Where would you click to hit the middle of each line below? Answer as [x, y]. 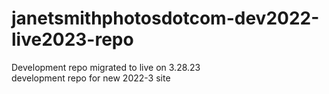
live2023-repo [72, 39]
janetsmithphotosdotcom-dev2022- [165, 18]
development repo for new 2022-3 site [91, 78]
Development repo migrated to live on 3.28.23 [106, 67]
